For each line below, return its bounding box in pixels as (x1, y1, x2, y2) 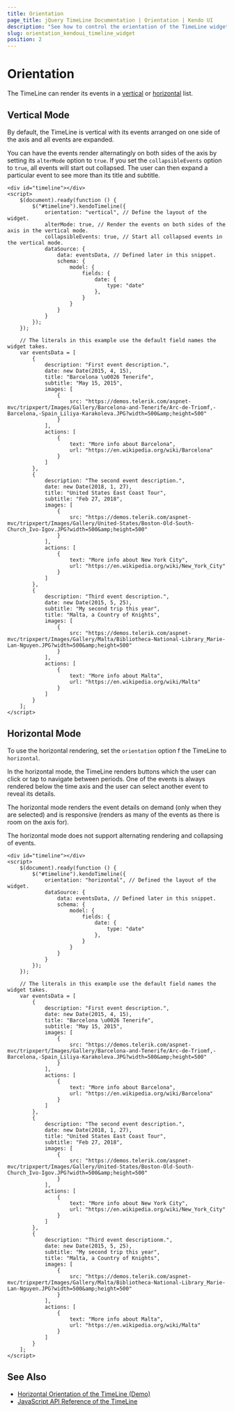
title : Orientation (7, 10, 64, 17)
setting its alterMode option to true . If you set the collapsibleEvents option (7, 156, 222, 164)
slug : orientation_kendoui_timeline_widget (7, 29, 136, 37)
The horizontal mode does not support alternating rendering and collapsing (7, 831, 224, 840)
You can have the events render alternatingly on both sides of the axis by (7, 148, 217, 157)
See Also (7, 1371, 47, 1383)
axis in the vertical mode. (7, 227, 89, 234)
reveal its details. (7, 789, 56, 798)
